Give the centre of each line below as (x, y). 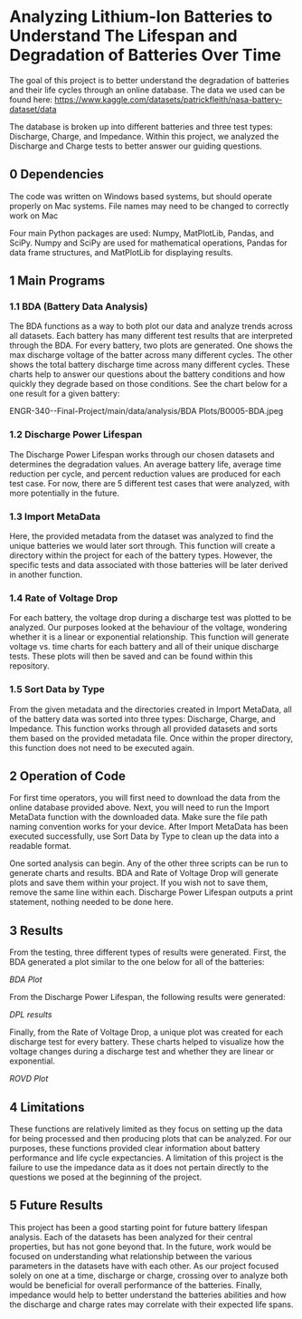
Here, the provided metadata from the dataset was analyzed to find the (142, 536)
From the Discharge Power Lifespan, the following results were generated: (148, 997)
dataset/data (33, 109)
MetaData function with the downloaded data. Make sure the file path (139, 817)
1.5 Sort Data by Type (57, 689)
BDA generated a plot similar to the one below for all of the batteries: (137, 962)
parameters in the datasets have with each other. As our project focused (144, 1266)
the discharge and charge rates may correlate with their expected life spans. (151, 1304)
